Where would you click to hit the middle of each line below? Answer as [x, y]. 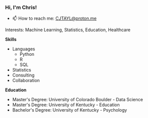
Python [27, 54]
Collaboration [26, 80]
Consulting [23, 75]
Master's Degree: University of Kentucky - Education [66, 105]
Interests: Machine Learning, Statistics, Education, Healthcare [68, 30]
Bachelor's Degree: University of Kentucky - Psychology [70, 110]
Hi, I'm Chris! [21, 7]
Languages [24, 49]
